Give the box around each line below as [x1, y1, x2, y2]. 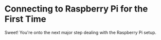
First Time [4, 13, 47, 25]
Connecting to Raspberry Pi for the [4, 3, 148, 14]
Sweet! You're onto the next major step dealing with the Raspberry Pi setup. [4, 29, 157, 35]
